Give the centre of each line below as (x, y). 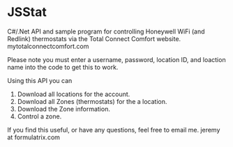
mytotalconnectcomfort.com (48, 46)
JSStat (27, 12)
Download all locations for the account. (74, 94)
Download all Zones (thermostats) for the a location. (92, 101)
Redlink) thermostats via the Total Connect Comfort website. (94, 38)
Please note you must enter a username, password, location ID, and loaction (116, 59)
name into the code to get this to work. (63, 67)
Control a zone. (39, 116)
